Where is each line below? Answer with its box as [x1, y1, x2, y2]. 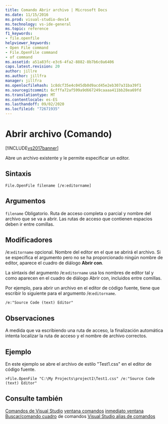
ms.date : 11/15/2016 [5, 12, 49, 17]
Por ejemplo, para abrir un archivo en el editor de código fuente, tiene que [5, 285, 160, 291]
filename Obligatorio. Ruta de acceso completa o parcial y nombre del [5, 210, 151, 216]
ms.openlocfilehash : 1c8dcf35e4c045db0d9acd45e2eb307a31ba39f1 [5, 83, 142, 88]
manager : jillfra [5, 78, 42, 83]
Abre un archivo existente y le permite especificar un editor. [5, 155, 130, 161]
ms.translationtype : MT [5, 92, 56, 97]
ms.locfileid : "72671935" [5, 107, 60, 112]
